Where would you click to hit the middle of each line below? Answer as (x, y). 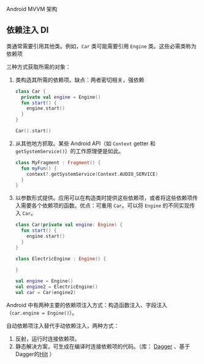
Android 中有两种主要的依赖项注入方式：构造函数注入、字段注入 (87, 305)
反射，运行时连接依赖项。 (47, 338)
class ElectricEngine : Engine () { (61, 259)
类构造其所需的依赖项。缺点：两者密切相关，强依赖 (80, 80)
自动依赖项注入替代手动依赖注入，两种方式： (63, 325)
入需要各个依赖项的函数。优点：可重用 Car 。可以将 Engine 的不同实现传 (105, 206)
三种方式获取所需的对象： (39, 67)
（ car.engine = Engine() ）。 (42, 313)
